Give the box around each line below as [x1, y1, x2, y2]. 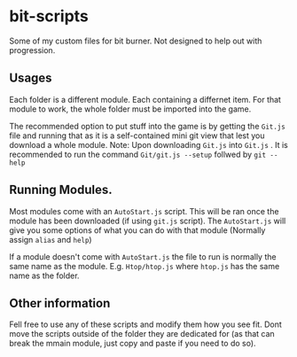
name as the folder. [9, 270, 80, 281]
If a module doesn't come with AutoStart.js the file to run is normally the [9, 251, 277, 262]
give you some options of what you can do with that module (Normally [9, 224, 266, 236]
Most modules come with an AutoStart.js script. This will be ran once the [9, 206, 279, 216]
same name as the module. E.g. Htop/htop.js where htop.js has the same [9, 260, 280, 271]
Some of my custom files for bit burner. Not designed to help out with [9, 35, 262, 46]
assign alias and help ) [9, 234, 92, 244]
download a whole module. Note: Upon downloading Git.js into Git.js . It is [9, 139, 288, 150]
